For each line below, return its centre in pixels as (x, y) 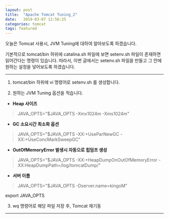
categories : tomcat (26, 24)
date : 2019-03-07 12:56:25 (36, 19)
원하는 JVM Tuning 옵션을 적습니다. (48, 93)
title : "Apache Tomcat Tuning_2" (41, 15)
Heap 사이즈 (25, 104)
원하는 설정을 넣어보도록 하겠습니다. (40, 67)
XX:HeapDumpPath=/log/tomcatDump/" (59, 165)
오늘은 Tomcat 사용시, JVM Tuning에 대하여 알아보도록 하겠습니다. (71, 44)
